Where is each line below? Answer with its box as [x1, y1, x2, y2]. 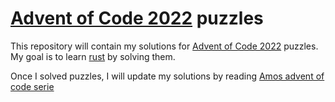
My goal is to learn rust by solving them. [10, 50, 176, 62]
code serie [10, 80, 55, 92]
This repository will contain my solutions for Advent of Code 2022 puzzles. [10, 40, 319, 52]
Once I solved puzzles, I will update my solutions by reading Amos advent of [10, 70, 325, 82]
